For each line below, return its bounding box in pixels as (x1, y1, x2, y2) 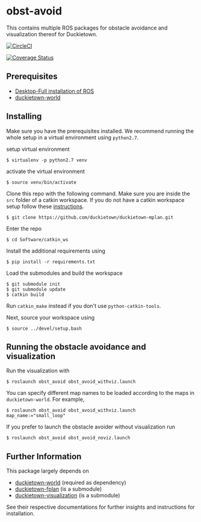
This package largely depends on (6, 467, 89, 474)
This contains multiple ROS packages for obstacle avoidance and (6, 24, 168, 31)
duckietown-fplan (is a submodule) (14, 485, 102, 492)
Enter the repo (6, 225, 42, 232)
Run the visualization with (6, 367, 70, 374)
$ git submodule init (6, 281, 61, 287)
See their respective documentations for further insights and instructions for (6, 503, 196, 511)
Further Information (6, 451, 82, 462)
